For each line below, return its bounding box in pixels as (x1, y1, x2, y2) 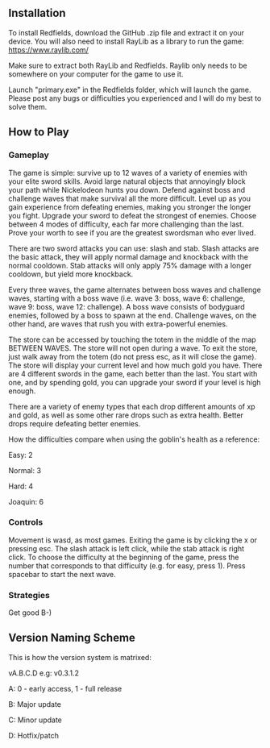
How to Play (8, 125, 70, 139)
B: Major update (8, 699, 62, 709)
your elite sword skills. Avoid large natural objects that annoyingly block (8, 177, 246, 186)
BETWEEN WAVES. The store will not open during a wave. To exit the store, (8, 343, 258, 353)
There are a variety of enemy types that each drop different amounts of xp (8, 401, 255, 411)
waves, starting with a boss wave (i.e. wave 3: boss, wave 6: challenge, (8, 293, 246, 303)
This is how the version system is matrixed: (8, 652, 152, 662)
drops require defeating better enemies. (8, 418, 141, 428)
